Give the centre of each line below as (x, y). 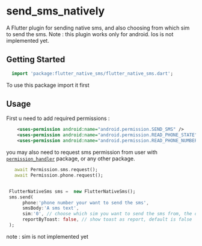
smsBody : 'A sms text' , (50, 208)
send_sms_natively (56, 11)
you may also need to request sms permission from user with (82, 153)
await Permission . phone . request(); (59, 175)
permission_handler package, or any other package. (71, 159)
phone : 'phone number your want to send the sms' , (85, 203)
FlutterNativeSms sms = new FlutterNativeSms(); (72, 191)
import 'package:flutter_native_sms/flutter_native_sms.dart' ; (92, 74)
